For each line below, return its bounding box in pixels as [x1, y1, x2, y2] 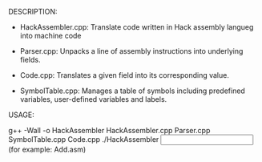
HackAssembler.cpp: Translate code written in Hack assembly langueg [19, 22, 254, 31]
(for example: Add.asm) [8, 144, 87, 154]
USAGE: [8, 110, 34, 119]
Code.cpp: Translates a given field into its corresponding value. [19, 71, 230, 79]
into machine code [19, 31, 82, 40]
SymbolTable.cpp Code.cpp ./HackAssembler [8, 135, 159, 144]
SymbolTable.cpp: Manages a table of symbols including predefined [19, 86, 246, 95]
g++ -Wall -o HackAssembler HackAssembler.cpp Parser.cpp [8, 126, 211, 135]
